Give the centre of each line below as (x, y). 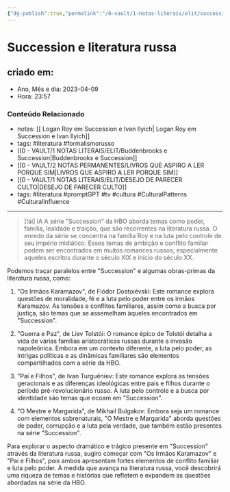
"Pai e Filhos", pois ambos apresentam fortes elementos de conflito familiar (113, 461)
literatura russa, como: (39, 278)
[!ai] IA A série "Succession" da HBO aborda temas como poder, (114, 221)
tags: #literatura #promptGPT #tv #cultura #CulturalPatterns (102, 194)
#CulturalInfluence (43, 201)
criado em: (30, 73)
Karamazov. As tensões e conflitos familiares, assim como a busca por (117, 306)
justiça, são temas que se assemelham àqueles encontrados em (107, 313)
